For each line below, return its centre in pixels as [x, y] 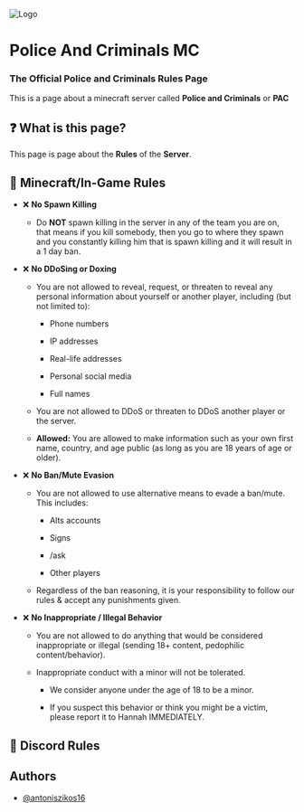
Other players [75, 573]
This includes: [62, 503]
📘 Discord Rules [55, 746]
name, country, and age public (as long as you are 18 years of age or [164, 448]
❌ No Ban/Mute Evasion [68, 476]
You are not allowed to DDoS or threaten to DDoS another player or [161, 411]
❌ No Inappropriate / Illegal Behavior [92, 618]
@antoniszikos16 [54, 798]
